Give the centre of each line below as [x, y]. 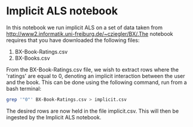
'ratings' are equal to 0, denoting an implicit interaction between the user [96, 76]
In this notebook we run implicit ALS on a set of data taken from [85, 27]
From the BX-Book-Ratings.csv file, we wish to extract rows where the [93, 69]
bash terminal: [24, 88]
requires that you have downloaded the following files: [73, 40]
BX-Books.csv [32, 58]
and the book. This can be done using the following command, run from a [96, 82]
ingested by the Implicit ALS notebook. [54, 117]
